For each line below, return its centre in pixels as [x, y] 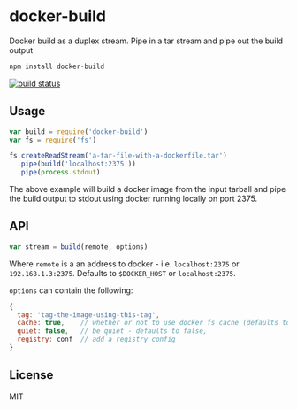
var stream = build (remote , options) [79, 247]
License [31, 375]
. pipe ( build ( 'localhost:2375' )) [77, 164]
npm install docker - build [57, 66]
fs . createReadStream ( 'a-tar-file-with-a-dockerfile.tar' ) [118, 156]
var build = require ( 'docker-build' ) [79, 131]
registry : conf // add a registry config [96, 340]
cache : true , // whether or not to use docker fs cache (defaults [148, 323]
